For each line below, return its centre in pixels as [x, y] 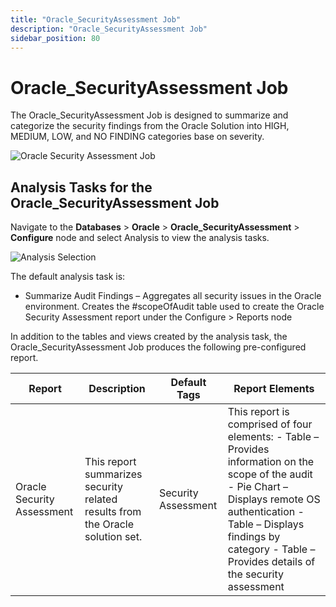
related [101, 499]
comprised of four [270, 424]
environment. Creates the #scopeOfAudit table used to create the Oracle [174, 307]
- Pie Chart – [258, 487]
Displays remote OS [274, 499]
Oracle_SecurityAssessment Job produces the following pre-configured [158, 347]
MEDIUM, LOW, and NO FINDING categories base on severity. [137, 137]
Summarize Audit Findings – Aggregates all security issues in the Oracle [173, 296]
